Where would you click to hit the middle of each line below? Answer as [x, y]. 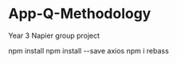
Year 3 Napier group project [54, 35]
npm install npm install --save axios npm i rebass [88, 50]
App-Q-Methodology [80, 14]
